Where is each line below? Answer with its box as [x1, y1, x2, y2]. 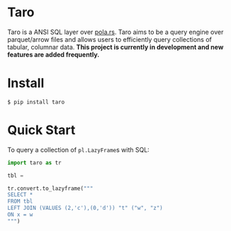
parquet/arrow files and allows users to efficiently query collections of [7, 35, 213, 43]
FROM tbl [7, 198, 33, 205]
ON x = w [7, 211, 33, 218]
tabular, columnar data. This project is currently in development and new [7, 43, 224, 51]
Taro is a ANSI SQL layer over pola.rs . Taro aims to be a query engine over [7, 28, 224, 36]
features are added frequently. [7, 50, 100, 59]
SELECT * [7, 191, 33, 198]
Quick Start [7, 122, 76, 138]
